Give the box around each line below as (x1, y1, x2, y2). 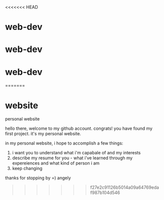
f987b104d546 (90, 190, 120, 196)
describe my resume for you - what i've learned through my (12, 155, 133, 161)
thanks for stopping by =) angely (5, 175, 71, 181)
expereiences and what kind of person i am (12, 160, 100, 166)
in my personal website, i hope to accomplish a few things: (5, 140, 123, 146)
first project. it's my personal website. (5, 131, 81, 137)
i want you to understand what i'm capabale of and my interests (12, 150, 141, 156)
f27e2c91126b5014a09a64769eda (90, 184, 159, 191)
